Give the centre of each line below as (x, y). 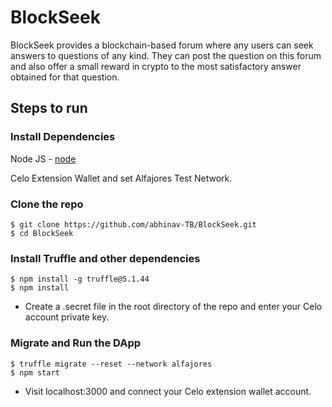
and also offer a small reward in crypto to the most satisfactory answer (156, 66)
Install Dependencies (63, 137)
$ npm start (35, 372)
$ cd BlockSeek (42, 233)
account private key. (67, 317)
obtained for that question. (65, 77)
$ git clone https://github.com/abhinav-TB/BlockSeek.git (133, 224)
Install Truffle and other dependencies (105, 258)
